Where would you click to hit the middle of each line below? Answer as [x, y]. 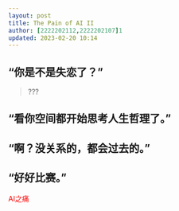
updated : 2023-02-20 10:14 [53, 38]
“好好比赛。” [38, 178]
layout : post [30, 16]
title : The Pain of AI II [51, 23]
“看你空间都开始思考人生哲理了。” [90, 119]
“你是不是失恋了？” [56, 72]
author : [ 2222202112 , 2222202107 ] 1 [66, 30]
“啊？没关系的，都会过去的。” [80, 148]
